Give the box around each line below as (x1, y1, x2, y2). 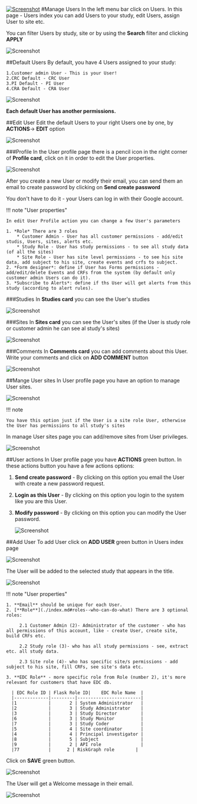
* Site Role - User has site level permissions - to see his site (17, 254, 183, 260)
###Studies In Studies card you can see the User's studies (6, 296, 150, 303)
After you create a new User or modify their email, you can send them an (6, 177, 183, 184)
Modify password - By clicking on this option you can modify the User (14, 509, 187, 516)
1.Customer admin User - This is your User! (6, 70, 117, 76)
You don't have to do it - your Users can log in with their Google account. (6, 195, 184, 202)
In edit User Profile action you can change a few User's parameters (6, 218, 181, 224)
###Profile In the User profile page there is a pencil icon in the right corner (6, 148, 188, 155)
